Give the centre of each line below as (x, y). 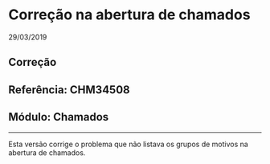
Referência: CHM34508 (69, 90)
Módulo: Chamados (59, 117)
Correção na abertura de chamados (129, 15)
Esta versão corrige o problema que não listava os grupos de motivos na (129, 144)
